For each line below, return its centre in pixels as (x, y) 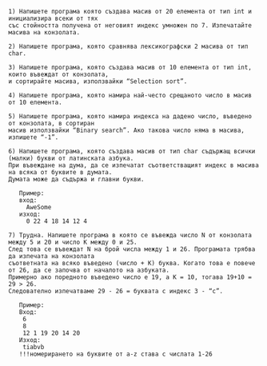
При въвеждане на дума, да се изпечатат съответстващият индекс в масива (134, 165)
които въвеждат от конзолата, (59, 74)
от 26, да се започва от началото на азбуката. (89, 270)
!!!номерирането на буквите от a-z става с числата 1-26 (116, 354)
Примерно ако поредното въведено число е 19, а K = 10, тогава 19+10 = (130, 277)
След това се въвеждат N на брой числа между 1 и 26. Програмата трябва (132, 249)
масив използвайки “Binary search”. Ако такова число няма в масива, (127, 130)
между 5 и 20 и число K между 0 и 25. (73, 242)
